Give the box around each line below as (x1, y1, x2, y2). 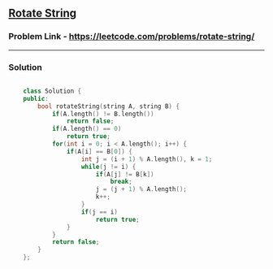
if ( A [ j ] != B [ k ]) (95, 170, 154, 178)
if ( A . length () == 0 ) (51, 125, 122, 133)
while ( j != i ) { (80, 163, 136, 171)
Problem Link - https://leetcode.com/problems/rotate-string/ (8, 31, 255, 42)
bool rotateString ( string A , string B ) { (37, 102, 180, 111)
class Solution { (23, 87, 82, 95)
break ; (110, 178, 132, 186)
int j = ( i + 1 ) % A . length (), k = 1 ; (80, 154, 213, 163)
